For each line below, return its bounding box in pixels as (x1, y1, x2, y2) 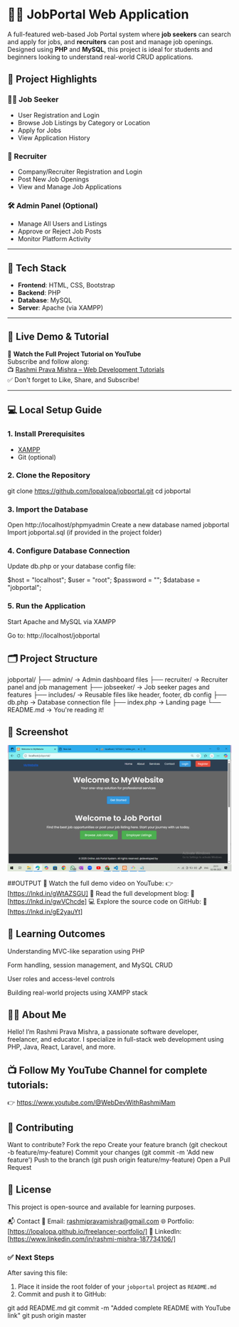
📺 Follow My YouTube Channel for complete (7, 1064, 208, 1077)
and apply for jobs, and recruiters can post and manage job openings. (7, 37, 213, 46)
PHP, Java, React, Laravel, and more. (7, 1042, 116, 1052)
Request (7, 1163, 32, 1172)
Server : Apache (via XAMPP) (17, 304, 103, 312)
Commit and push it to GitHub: (17, 1290, 107, 1299)
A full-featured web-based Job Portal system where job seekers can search (7, 30, 231, 38)
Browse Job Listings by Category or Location (17, 118, 151, 127)
